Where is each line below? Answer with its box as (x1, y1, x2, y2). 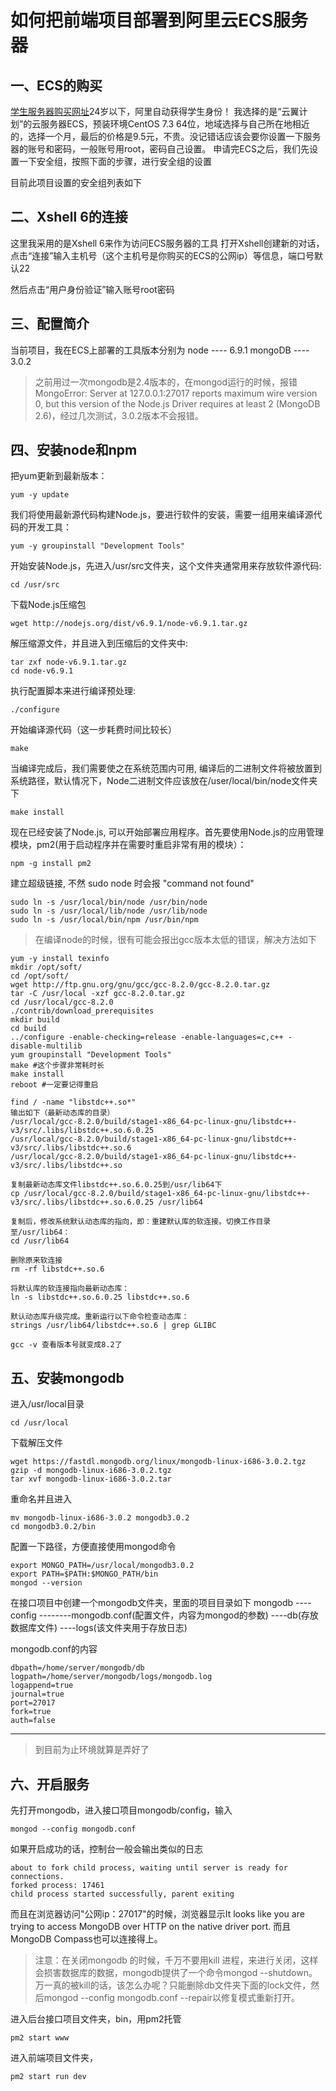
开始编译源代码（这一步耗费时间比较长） (10, 724, 177, 736)
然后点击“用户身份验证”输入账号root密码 (10, 283, 175, 295)
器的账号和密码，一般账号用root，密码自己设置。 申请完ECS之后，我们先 (10, 143, 310, 155)
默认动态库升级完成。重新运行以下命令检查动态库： (10, 1312, 190, 1322)
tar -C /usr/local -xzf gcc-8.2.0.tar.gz (10, 989, 186, 999)
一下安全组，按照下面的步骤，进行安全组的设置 (18, 156, 212, 167)
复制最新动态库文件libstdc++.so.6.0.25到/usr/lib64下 (10, 1180, 223, 1190)
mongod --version (10, 1578, 83, 1588)
